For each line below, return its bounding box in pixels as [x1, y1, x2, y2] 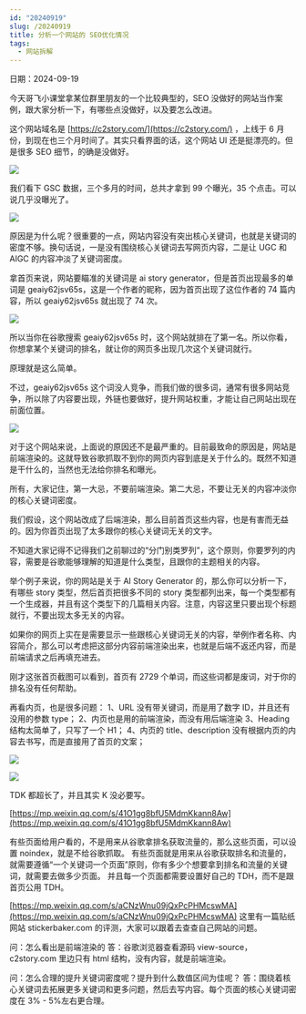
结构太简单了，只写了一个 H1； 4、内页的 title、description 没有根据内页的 [9, 725, 289, 736]
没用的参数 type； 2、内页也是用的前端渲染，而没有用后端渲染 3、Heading [9, 713, 290, 724]
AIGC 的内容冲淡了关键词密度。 [9, 253, 127, 264]
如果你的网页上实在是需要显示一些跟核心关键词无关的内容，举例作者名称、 [9, 630, 289, 640]
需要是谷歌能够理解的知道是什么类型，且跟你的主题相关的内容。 [25, 557, 265, 568]
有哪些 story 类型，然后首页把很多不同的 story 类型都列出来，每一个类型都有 [9, 587, 296, 598]
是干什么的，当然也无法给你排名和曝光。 [9, 464, 161, 475]
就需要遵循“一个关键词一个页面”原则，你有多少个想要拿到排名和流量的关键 [9, 859, 289, 870]
